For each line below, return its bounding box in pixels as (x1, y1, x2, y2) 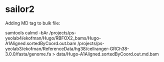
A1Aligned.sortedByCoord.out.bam (5, 40, 76, 46)
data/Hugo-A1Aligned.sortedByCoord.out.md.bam (56, 51, 159, 57)
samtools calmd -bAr (5, 29, 48, 35)
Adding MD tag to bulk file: (5, 20, 60, 26)
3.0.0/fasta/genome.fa (5, 51, 51, 57)
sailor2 (5, 3, 35, 15)
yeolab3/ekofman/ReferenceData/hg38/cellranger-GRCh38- (5, 45, 129, 51)
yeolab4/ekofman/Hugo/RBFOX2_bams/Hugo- (5, 35, 101, 41)
